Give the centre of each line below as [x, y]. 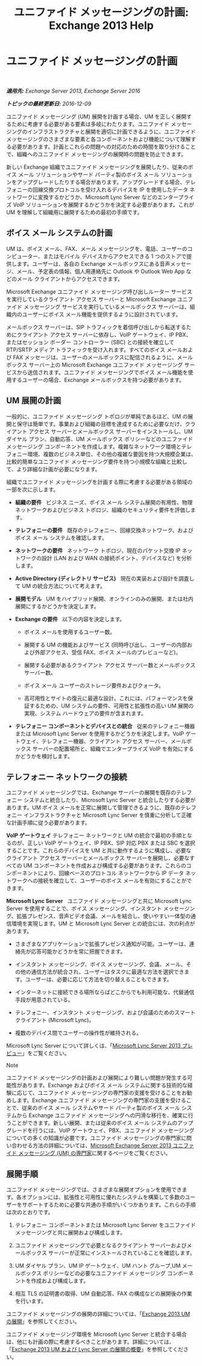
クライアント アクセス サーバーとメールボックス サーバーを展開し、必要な [98, 858]
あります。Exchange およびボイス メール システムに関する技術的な [105, 1085]
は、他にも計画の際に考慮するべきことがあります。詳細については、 [90, 1342]
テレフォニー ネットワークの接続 [67, 777]
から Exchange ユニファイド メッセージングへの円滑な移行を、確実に [103, 1115]
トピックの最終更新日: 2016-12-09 [49, 104]
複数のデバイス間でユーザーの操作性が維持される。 [78, 1033]
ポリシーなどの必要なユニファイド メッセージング [104, 1273]
